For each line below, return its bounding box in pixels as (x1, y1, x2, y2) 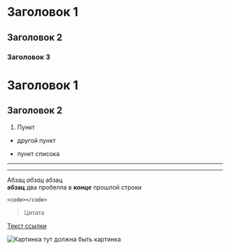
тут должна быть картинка (43, 235, 121, 243)
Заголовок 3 (7, 52, 51, 62)
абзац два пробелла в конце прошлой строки (7, 183, 142, 191)
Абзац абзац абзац (7, 176, 63, 184)
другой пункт (16, 136, 56, 144)
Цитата (23, 208, 44, 216)
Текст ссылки (7, 221, 47, 230)
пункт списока (16, 149, 60, 158)
